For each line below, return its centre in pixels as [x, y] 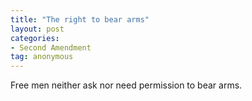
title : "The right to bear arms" [80, 19]
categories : [35, 38]
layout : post [37, 29]
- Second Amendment [51, 47]
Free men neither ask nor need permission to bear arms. [126, 85]
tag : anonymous [42, 57]
